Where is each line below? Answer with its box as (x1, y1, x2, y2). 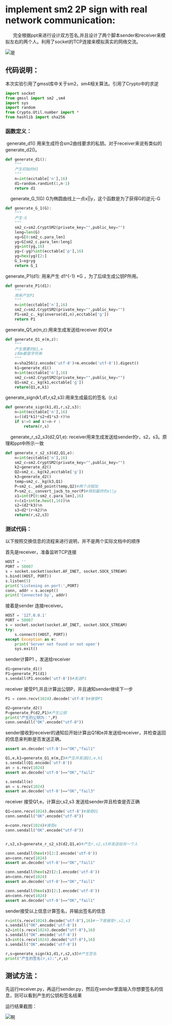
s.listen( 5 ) (5, 578, 31, 584)
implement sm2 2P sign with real (5, 4, 147, 15)
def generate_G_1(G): (5, 206, 52, 211)
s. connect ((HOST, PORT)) (14, 632, 68, 637)
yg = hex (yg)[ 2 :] (14, 254, 47, 259)
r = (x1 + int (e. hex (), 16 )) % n (14, 498, 70, 504)
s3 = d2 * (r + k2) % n (14, 508, 47, 513)
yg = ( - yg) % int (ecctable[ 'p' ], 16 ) (14, 249, 84, 254)
